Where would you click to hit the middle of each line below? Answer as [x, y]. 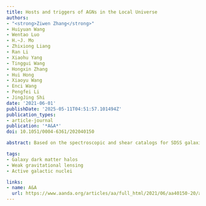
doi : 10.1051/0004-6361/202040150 [51, 132]
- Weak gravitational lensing [45, 165]
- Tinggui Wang [26, 63]
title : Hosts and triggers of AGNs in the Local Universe [82, 12]
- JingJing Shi [26, 97]
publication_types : [31, 115]
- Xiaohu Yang [25, 58]
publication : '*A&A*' [34, 126]
